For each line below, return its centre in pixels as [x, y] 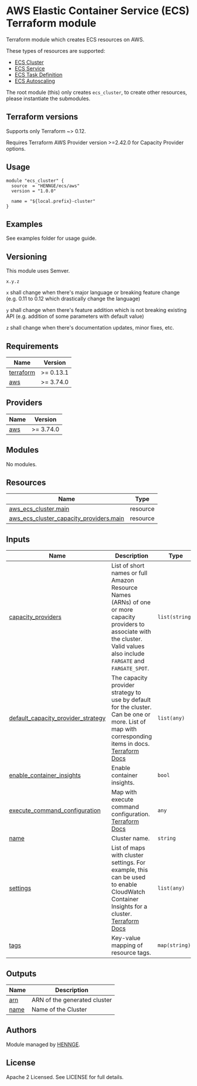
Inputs [18, 539]
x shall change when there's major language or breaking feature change [93, 293]
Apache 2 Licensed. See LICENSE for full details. [65, 1077]
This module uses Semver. [38, 271]
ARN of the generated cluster [72, 1000]
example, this [130, 870]
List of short [128, 566]
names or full [129, 573]
